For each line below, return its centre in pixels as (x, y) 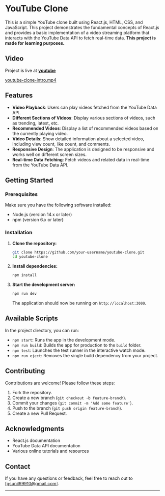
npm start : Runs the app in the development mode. (64, 340)
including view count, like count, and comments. (61, 144)
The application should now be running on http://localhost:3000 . (79, 303)
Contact (18, 466)
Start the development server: (44, 285)
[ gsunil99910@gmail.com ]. (32, 484)
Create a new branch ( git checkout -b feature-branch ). (69, 398)
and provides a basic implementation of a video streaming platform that (77, 32)
